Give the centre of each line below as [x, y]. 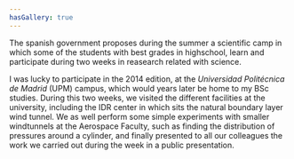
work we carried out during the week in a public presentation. [122, 145]
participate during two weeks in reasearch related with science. [126, 61]
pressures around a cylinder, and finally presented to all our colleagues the [146, 135]
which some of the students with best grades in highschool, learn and [137, 52]
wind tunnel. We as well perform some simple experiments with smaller [139, 116]
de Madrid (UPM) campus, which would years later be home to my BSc [139, 88]
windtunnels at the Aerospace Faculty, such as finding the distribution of [142, 126]
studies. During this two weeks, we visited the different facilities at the [137, 98]
